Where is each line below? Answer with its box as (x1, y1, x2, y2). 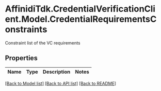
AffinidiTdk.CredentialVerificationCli (5, 3, 156, 15)
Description (43, 68, 70, 75)
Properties (5, 54, 38, 62)
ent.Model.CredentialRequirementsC (5, 14, 157, 25)
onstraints (5, 24, 48, 35)
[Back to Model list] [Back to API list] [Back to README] (5, 80, 116, 86)
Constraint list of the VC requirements (5, 40, 80, 45)
